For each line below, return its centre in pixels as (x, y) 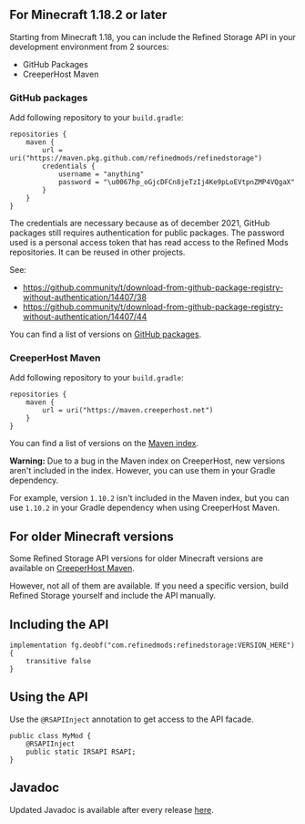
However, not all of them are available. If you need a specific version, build (149, 586)
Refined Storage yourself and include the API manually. (113, 596)
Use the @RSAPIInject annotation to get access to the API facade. (132, 719)
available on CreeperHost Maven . (72, 568)
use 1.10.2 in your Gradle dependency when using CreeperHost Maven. (145, 508)
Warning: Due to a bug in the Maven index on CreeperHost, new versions (147, 461)
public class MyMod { (51, 735)
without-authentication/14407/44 (85, 317)
